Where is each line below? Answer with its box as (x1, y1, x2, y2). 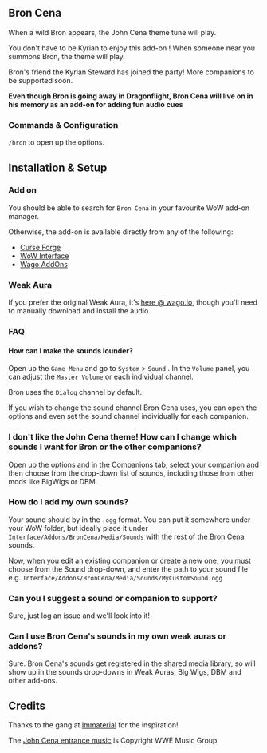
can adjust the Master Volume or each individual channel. (8, 372, 194, 382)
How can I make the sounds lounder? (8, 345, 134, 355)
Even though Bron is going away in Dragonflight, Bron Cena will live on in (8, 91, 253, 101)
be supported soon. (8, 75, 73, 85)
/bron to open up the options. (8, 137, 105, 147)
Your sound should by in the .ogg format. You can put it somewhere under (8, 515, 251, 524)
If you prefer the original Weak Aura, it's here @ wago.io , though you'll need (8, 297, 257, 307)
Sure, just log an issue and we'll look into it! (8, 611, 150, 620)
